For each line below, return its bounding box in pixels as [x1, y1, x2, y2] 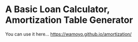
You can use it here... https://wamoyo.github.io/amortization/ [5, 31, 132, 37]
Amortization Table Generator [5, 14, 133, 26]
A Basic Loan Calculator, [5, 4, 110, 15]
